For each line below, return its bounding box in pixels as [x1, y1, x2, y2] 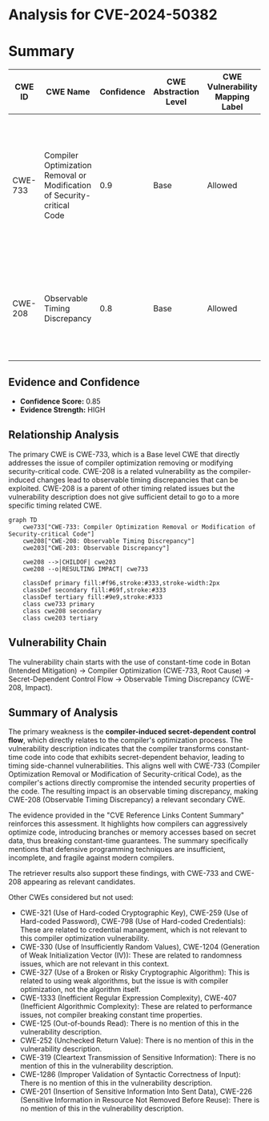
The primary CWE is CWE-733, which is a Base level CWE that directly [8, 449, 240, 459]
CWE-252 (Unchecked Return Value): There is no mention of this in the [19, 1035, 254, 1046]
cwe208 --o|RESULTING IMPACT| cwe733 [22, 565, 149, 573]
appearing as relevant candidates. [22, 877, 136, 886]
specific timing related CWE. [8, 500, 102, 510]
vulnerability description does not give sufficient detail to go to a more [8, 492, 240, 501]
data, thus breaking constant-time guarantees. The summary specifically [8, 836, 248, 846]
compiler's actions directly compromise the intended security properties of [8, 778, 255, 788]
